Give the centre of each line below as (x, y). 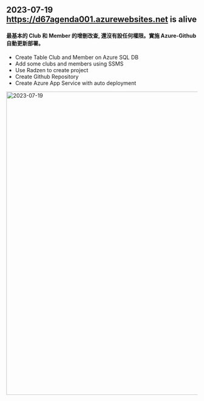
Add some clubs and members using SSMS (69, 64)
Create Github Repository (47, 76)
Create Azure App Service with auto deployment (76, 83)
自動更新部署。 (25, 43)
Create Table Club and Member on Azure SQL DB (76, 57)
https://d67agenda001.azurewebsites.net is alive (102, 20)
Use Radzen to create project (52, 70)
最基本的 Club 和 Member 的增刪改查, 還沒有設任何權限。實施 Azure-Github (101, 35)
